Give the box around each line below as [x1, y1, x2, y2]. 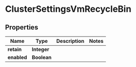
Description [56, 38, 85, 44]
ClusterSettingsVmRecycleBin [5, 3, 132, 15]
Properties [5, 23, 38, 32]
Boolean [32, 54, 52, 61]
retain [7, 46, 22, 53]
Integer [32, 46, 49, 53]
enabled [7, 54, 27, 61]
